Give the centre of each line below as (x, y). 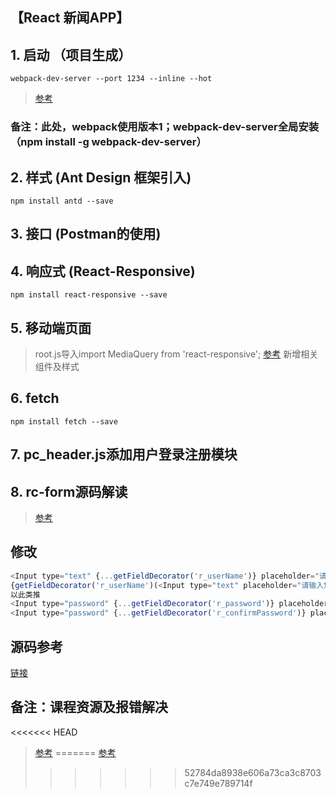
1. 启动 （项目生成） (71, 54)
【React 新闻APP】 (70, 18)
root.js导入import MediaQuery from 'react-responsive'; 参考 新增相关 (176, 354)
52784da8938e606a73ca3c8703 (253, 772)
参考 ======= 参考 (75, 752)
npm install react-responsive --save (89, 295)
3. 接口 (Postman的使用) (86, 234)
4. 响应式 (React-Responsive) (103, 271)
